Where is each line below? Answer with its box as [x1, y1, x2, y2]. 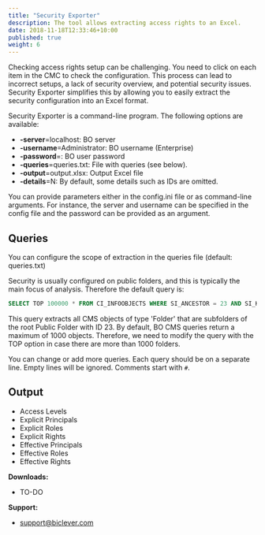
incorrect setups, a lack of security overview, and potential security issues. [8, 80, 252, 89]
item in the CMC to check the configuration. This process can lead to [8, 71, 233, 80]
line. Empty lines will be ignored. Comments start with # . [8, 362, 191, 372]
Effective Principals [19, 440, 83, 449]
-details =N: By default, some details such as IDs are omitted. [19, 176, 218, 186]
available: [8, 120, 39, 129]
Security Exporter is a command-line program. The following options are [8, 111, 244, 121]
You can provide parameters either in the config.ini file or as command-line [8, 192, 252, 202]
